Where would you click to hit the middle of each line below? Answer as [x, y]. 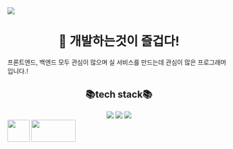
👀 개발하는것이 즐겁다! [119, 41]
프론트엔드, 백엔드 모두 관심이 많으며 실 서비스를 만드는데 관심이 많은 [102, 62]
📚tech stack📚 [119, 95]
